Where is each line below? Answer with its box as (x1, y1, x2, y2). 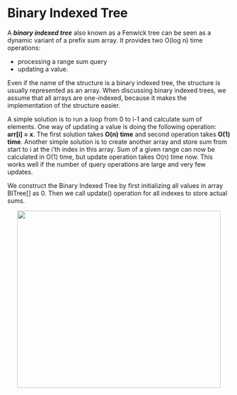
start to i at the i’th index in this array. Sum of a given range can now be (7, 145, 216, 153)
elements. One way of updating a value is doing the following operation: (7, 122, 217, 130)
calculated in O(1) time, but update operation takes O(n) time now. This (7, 152, 214, 161)
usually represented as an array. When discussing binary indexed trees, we (7, 86, 226, 94)
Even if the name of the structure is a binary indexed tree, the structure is (7, 78, 221, 87)
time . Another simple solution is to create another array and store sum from (7, 137, 228, 146)
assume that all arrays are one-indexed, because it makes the (7, 94, 187, 102)
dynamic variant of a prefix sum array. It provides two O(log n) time (7, 35, 203, 44)
